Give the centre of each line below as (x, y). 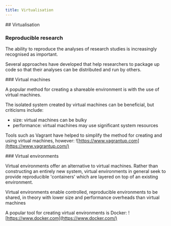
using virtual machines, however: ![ (42, 140)
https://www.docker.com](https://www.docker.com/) (62, 218)
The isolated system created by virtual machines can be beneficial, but (80, 105)
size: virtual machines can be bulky (50, 120)
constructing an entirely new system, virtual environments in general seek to (86, 171)
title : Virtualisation (29, 10)
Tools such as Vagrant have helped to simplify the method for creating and (84, 135)
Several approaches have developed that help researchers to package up (82, 64)
